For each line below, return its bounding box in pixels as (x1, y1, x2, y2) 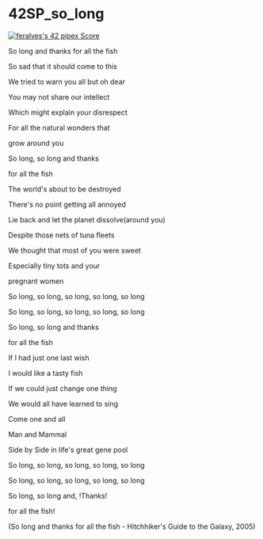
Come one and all (8, 414, 66, 423)
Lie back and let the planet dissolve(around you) (8, 214, 166, 224)
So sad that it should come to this (8, 61, 117, 71)
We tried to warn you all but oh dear (8, 77, 125, 86)
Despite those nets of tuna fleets (8, 230, 115, 240)
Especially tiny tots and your (8, 260, 101, 270)
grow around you (8, 138, 64, 147)
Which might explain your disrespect (8, 108, 128, 117)
